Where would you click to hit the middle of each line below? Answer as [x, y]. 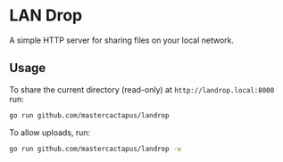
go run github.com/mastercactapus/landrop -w [95, 149]
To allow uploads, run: [50, 132]
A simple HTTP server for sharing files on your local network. [122, 40]
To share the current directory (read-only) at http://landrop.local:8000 [142, 89]
